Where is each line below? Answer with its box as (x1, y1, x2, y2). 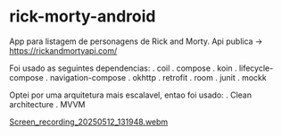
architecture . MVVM (9, 98, 86, 109)
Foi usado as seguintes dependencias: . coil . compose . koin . (9, 63, 237, 73)
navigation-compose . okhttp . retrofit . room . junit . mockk (50, 72, 267, 82)
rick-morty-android (9, 6, 156, 27)
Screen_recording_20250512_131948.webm (9, 116, 169, 127)
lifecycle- (238, 63, 274, 73)
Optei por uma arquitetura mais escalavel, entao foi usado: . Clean (9, 89, 253, 100)
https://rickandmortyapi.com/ (9, 45, 118, 55)
